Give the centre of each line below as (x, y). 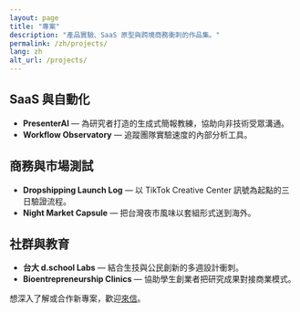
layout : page (34, 18)
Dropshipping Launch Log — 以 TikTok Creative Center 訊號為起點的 (152, 190)
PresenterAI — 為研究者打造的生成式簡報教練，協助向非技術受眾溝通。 (156, 123)
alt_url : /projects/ (49, 60)
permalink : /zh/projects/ (58, 43)
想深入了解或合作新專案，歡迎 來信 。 (78, 298)
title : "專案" (35, 26)
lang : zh (26, 52)
